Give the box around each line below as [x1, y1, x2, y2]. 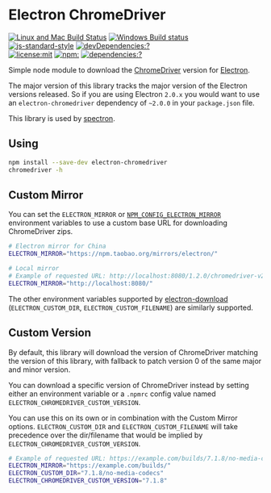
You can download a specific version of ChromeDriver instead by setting [8, 380, 250, 390]
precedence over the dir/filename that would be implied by [8, 430, 203, 440]
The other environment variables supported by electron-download [8, 294, 228, 303]
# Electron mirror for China [8, 242, 106, 251]
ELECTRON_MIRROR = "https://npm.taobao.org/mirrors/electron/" [8, 250, 219, 258]
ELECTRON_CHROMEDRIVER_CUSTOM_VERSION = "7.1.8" [8, 477, 168, 485]
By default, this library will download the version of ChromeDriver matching [8, 347, 258, 357]
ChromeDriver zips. [8, 227, 73, 236]
